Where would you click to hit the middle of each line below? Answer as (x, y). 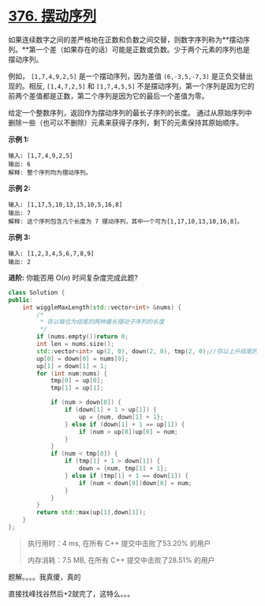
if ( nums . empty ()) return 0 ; (82, 337)
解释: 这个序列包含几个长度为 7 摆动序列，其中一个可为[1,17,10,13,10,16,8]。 (126, 221)
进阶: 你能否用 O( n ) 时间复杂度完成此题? (73, 277)
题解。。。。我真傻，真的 (45, 577)
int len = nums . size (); (75, 344)
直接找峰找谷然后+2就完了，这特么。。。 (71, 593)
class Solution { (37, 292)
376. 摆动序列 (52, 16)
